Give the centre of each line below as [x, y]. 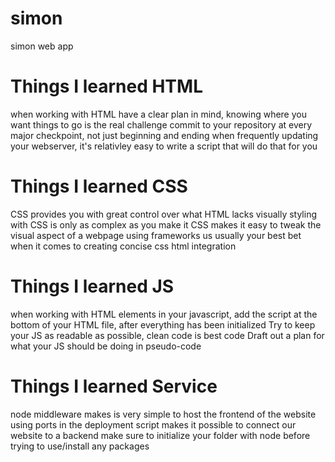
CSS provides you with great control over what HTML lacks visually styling [163, 214]
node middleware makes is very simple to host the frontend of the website [163, 414]
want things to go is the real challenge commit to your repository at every [161, 124]
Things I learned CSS [99, 186]
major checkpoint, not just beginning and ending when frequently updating [164, 135]
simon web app [42, 46]
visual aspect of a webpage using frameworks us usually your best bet [156, 235]
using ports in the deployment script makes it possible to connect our [153, 424]
